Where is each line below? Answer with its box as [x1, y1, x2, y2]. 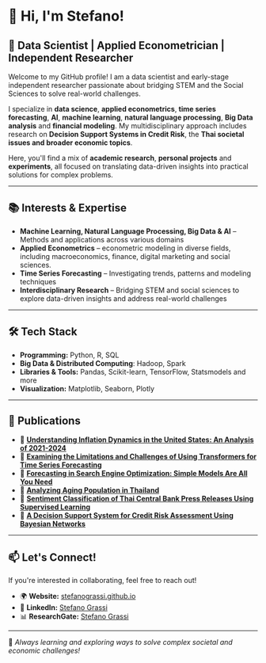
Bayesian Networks [19, 519, 85, 529]
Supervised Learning [19, 502, 91, 512]
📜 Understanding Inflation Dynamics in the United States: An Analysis [19, 435, 255, 444]
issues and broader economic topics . [8, 138, 133, 147]
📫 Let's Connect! [8, 551, 97, 564]
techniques [19, 276, 57, 286]
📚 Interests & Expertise [8, 201, 127, 215]
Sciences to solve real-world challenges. [8, 89, 141, 98]
